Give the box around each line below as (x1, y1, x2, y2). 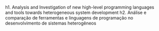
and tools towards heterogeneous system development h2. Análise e (5, 9, 146, 15)
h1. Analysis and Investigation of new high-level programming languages (5, 4, 154, 10)
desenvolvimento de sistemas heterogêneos (5, 20, 96, 26)
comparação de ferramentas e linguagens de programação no (5, 15, 133, 20)
